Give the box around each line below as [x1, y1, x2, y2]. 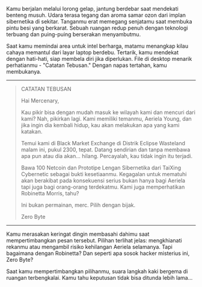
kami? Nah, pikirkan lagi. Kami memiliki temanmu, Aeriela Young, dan [20, 115, 192, 122]
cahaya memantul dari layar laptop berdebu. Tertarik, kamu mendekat [6, 49, 179, 56]
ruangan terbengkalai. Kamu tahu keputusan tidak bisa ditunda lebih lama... [6, 274, 193, 281]
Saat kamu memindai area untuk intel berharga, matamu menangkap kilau [6, 42, 188, 49]
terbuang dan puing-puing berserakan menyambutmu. [6, 31, 141, 38]
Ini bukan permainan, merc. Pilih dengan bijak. [20, 201, 136, 209]
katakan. [20, 128, 43, 135]
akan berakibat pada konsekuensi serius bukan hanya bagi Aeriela [20, 177, 185, 184]
